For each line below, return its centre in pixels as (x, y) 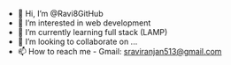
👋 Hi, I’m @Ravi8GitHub (60, 14)
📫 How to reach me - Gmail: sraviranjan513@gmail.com (119, 51)
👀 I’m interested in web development (84, 23)
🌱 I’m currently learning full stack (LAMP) (92, 32)
